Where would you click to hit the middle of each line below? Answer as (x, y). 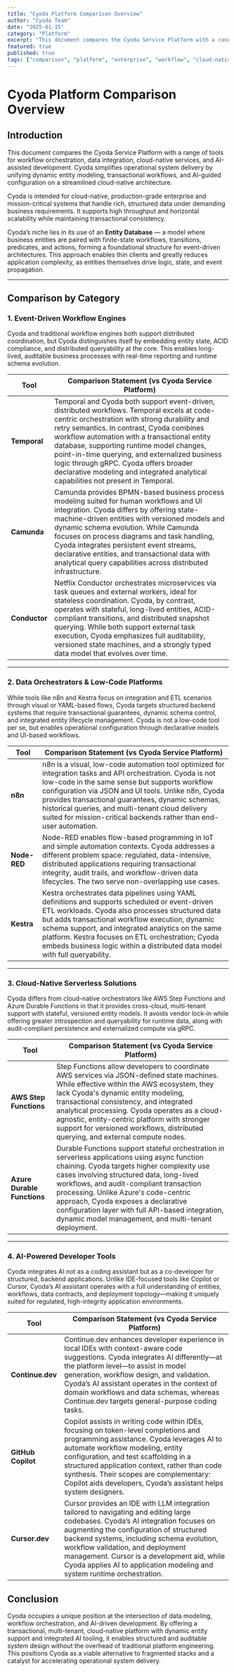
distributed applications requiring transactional (119, 864)
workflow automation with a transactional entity (132, 437)
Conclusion (33, 1599)
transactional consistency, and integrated (124, 1102)
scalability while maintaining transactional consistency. (87, 218)
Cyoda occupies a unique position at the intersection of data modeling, (110, 1616)
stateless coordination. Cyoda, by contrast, (125, 601)
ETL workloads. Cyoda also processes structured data (131, 910)
